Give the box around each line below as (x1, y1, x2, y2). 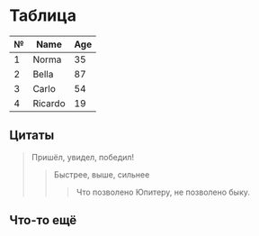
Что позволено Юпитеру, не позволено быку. (76, 186, 250, 197)
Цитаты (9, 128, 55, 143)
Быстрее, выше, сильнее (53, 168, 150, 180)
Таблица (9, 5, 76, 26)
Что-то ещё (9, 213, 77, 228)
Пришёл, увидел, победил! (31, 151, 135, 162)
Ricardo (32, 96, 66, 109)
